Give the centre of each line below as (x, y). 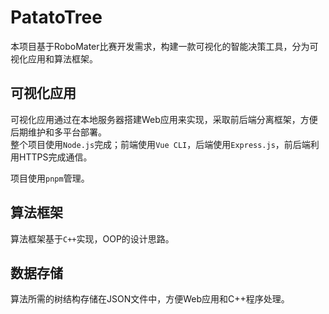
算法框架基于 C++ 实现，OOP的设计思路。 (92, 238)
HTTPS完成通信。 (55, 157)
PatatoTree (56, 17)
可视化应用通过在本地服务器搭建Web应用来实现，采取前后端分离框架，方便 (164, 119)
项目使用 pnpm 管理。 (50, 178)
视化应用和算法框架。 (54, 58)
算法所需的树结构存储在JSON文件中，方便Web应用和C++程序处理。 (150, 299)
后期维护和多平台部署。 (58, 132)
